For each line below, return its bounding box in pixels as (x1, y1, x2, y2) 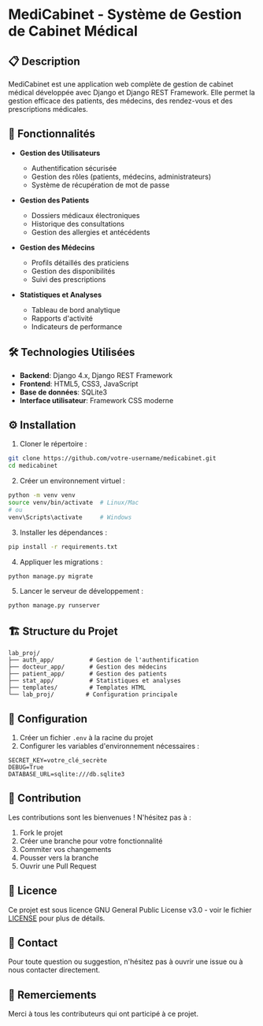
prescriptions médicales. (8, 105, 88, 113)
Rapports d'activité (31, 313, 93, 323)
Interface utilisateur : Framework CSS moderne (19, 395, 174, 405)
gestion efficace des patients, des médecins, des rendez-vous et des (8, 96, 233, 106)
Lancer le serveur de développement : (19, 587, 144, 596)
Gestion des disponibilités (31, 266, 116, 276)
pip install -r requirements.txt (8, 543, 118, 550)
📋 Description (8, 54, 80, 68)
